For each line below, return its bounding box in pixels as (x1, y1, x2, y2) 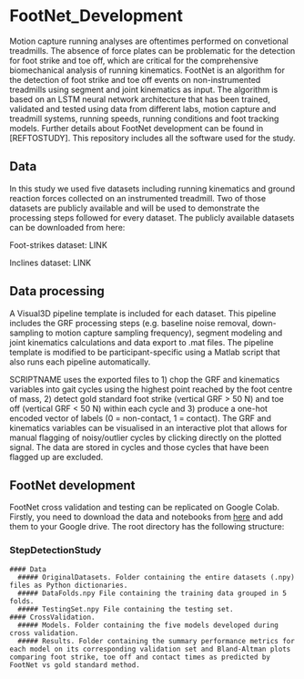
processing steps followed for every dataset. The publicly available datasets (9, 211, 295, 223)
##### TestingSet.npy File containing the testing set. (17, 604, 234, 613)
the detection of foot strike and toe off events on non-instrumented (9, 74, 261, 85)
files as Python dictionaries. (9, 581, 128, 590)
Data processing (9, 283, 105, 299)
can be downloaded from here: (9, 221, 126, 232)
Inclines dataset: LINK (9, 257, 92, 268)
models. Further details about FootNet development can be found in (9, 122, 264, 133)
